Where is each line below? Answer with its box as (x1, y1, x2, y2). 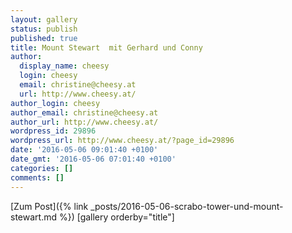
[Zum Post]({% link (10, 200, 89, 212)
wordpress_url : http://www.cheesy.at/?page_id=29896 (10, 136, 235, 146)
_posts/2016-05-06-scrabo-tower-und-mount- (90, 200, 284, 212)
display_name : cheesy (19, 61, 110, 71)
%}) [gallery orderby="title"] (58, 211, 175, 223)
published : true (10, 33, 78, 43)
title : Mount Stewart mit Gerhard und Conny (10, 42, 203, 53)
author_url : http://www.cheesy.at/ (10, 117, 159, 127)
